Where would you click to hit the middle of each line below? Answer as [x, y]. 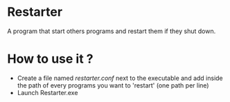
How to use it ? [50, 59]
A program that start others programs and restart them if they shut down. [112, 31]
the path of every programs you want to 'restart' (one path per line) [113, 85]
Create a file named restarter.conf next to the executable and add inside [120, 78]
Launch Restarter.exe [47, 92]
